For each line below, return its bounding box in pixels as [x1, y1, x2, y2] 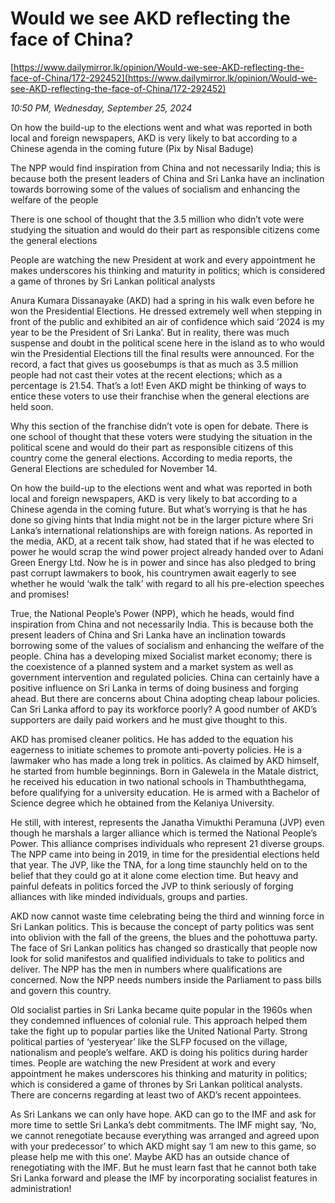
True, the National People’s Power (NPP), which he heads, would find [10, 607, 295, 619]
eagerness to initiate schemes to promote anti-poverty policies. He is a [10, 743, 303, 756]
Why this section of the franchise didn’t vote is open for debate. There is [10, 420, 309, 432]
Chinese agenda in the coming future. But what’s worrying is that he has [10, 503, 308, 515]
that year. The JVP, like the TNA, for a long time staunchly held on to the [10, 858, 308, 871]
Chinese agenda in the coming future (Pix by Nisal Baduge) [10, 142, 255, 154]
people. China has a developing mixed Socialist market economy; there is [10, 650, 313, 662]
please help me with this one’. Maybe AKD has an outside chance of [10, 1150, 290, 1162]
